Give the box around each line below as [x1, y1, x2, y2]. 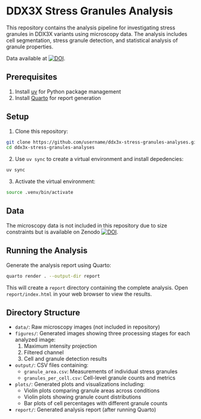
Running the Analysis [6, 245, 88, 256]
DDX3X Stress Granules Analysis [6, 4, 173, 18]
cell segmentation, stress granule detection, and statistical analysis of [6, 37, 178, 44]
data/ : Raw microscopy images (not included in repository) [14, 323, 160, 330]
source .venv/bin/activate [6, 190, 74, 196]
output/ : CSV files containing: [14, 362, 89, 369]
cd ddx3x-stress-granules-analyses [6, 145, 95, 151]
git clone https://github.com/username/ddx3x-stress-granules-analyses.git [6, 139, 199, 145]
